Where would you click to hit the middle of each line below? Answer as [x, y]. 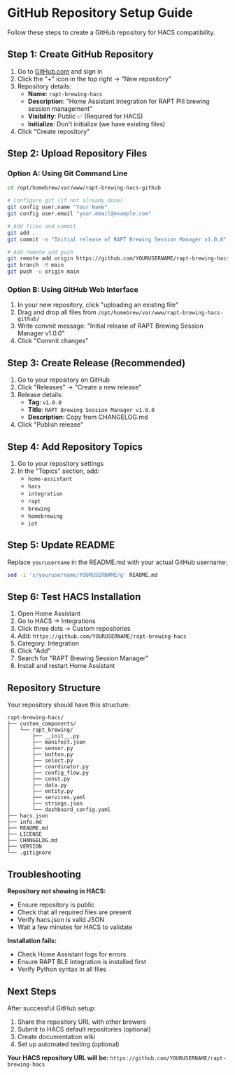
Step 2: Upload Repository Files [77, 153]
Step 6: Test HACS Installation [74, 597]
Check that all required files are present [74, 912]
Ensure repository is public [56, 905]
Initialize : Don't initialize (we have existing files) [97, 123]
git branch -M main [36, 265]
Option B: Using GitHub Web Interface [73, 289]
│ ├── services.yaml [47, 798]
